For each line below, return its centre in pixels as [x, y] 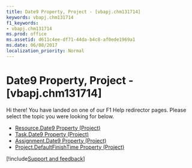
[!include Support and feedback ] [46, 158]
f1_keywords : [22, 23]
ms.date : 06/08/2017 [32, 46]
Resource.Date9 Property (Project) [58, 128]
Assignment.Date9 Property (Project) [61, 140]
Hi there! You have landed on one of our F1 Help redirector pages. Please [96, 110]
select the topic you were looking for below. [60, 116]
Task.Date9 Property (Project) [52, 134]
